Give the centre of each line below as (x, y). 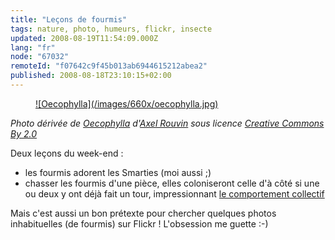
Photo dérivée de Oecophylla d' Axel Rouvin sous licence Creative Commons (167, 123)
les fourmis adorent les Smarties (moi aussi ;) (118, 172)
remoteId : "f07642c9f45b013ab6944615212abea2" (109, 66)
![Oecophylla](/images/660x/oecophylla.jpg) (127, 103)
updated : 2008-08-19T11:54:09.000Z (84, 38)
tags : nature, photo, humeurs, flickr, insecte (111, 29)
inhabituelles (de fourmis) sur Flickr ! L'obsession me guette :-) (139, 223)
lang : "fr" (33, 47)
